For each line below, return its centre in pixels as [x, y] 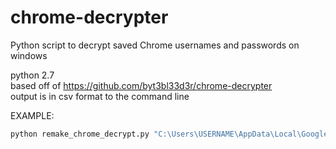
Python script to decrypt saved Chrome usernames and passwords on [155, 45]
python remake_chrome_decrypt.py [80, 134]
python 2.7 [32, 75]
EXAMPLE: [32, 115]
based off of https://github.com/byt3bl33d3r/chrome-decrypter [141, 85]
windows [29, 55]
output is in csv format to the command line [100, 96]
